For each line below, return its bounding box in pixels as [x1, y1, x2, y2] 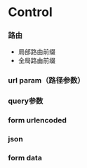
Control [8, 4, 53, 20]
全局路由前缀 [18, 57, 55, 65]
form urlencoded [8, 115, 67, 125]
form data [8, 153, 43, 163]
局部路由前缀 [18, 48, 55, 56]
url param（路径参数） [8, 76, 85, 85]
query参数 [8, 96, 43, 106]
